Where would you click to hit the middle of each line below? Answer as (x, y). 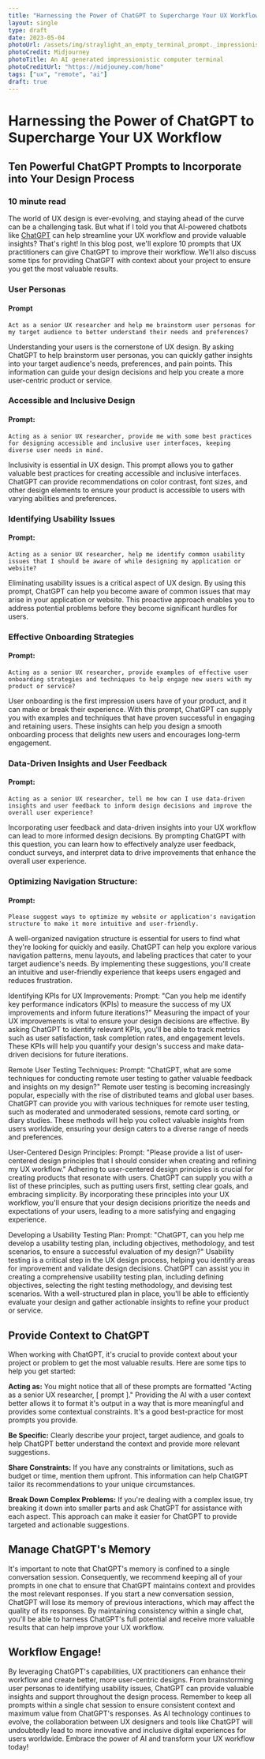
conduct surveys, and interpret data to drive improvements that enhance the (132, 853)
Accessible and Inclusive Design (72, 401)
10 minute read (37, 201)
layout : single (33, 23)
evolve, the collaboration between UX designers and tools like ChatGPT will (131, 1721)
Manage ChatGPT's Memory (80, 1550)
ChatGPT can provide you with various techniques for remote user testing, (129, 1104)
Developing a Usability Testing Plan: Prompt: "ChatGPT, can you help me (126, 1235)
